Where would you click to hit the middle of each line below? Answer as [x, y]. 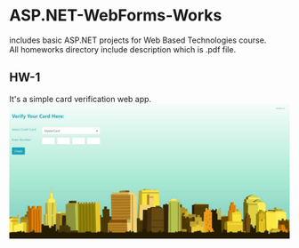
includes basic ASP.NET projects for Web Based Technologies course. [138, 40]
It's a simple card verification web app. [81, 99]
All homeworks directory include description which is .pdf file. [123, 49]
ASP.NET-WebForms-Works [116, 16]
